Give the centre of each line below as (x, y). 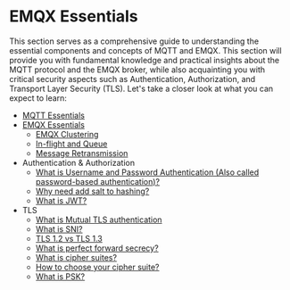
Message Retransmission (82, 153)
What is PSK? (60, 276)
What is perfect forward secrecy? (97, 248)
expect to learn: (38, 98)
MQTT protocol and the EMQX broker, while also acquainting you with (137, 70)
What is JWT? (61, 200)
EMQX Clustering (67, 134)
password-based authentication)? (98, 181)
